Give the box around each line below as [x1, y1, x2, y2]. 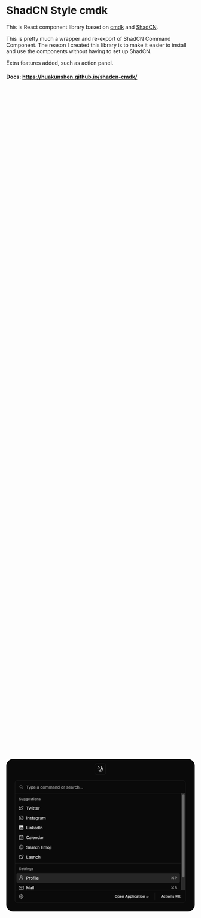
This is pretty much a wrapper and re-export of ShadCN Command [6, 35, 171, 42]
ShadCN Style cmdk [6, 4, 108, 17]
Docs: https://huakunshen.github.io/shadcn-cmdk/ [6, 73, 138, 80]
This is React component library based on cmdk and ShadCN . [6, 23, 159, 31]
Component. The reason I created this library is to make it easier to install [6, 41, 187, 49]
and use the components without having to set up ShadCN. [6, 47, 152, 54]
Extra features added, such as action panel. [6, 59, 114, 66]
